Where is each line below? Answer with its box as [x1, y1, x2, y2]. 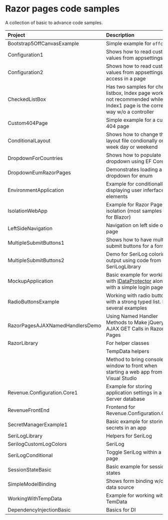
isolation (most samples [105, 207, 162, 214]
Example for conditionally [105, 180, 166, 187]
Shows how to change [105, 131, 158, 138]
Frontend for [105, 403, 135, 410]
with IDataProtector [105, 277, 151, 284]
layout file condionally [105, 137, 157, 144]
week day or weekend [105, 143, 158, 150]
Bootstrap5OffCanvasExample [7, 40, 79, 47]
